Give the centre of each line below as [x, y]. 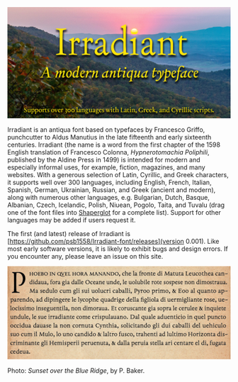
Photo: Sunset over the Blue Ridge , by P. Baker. [76, 370]
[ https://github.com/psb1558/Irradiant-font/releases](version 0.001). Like [113, 242]
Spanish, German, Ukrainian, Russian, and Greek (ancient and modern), [112, 190]
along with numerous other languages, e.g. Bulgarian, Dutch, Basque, [109, 198]
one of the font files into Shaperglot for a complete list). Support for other [114, 213]
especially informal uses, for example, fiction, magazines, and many [106, 167]
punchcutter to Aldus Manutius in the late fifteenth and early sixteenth [109, 137]
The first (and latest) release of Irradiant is [69, 234]
